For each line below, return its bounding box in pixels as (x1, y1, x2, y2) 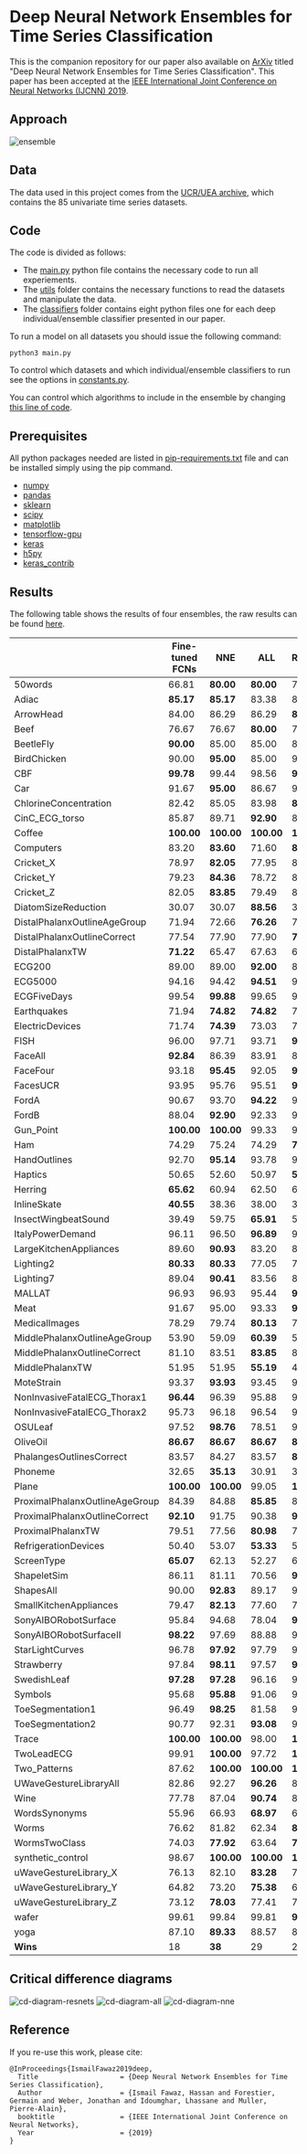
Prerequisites (9, 428, 88, 444)
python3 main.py (9, 349, 71, 358)
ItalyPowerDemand (14, 1227, 96, 1240)
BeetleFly (14, 737, 55, 750)
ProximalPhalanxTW (14, 1524, 101, 1537)
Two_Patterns (14, 1762, 73, 1775)
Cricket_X (14, 856, 57, 869)
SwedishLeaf (14, 1673, 70, 1685)
